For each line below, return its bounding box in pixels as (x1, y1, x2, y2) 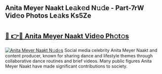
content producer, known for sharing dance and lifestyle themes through (5, 53, 153, 58)
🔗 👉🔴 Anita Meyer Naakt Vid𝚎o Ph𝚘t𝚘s (5, 32, 129, 40)
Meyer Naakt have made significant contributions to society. (5, 63, 127, 69)
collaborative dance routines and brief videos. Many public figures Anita (5, 58, 152, 64)
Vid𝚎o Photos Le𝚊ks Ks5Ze (5, 12, 91, 20)
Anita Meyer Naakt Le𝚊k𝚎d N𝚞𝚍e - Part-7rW (5, 4, 144, 12)
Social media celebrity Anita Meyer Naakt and (64, 48, 158, 53)
